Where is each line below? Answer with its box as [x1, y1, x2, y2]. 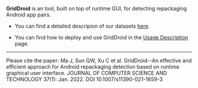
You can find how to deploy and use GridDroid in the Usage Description [14, 34, 189, 40]
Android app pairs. [6, 11, 51, 18]
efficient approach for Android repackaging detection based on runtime [6, 63, 180, 70]
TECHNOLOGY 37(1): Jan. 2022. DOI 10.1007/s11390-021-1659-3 [6, 76, 163, 83]
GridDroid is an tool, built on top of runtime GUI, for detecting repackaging [6, 5, 187, 12]
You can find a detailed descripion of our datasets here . [14, 23, 150, 29]
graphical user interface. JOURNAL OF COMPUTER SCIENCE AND [6, 70, 167, 76]
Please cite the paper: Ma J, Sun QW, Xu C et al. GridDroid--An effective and [6, 57, 192, 64]
